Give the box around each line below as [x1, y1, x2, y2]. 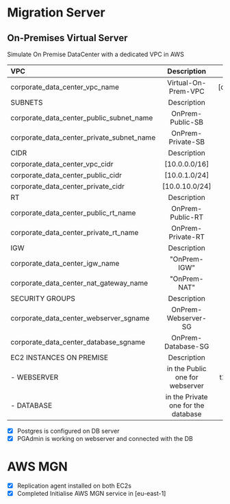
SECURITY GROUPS [10, 294, 75, 303]
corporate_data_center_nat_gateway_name [10, 279, 149, 288]
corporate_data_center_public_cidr [10, 171, 122, 179]
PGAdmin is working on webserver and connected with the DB [16, 435, 193, 443]
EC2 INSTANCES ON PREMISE [10, 353, 108, 362]
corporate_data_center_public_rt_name [10, 208, 136, 217]
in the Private [165, 392, 208, 401]
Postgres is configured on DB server [16, 427, 120, 435]
